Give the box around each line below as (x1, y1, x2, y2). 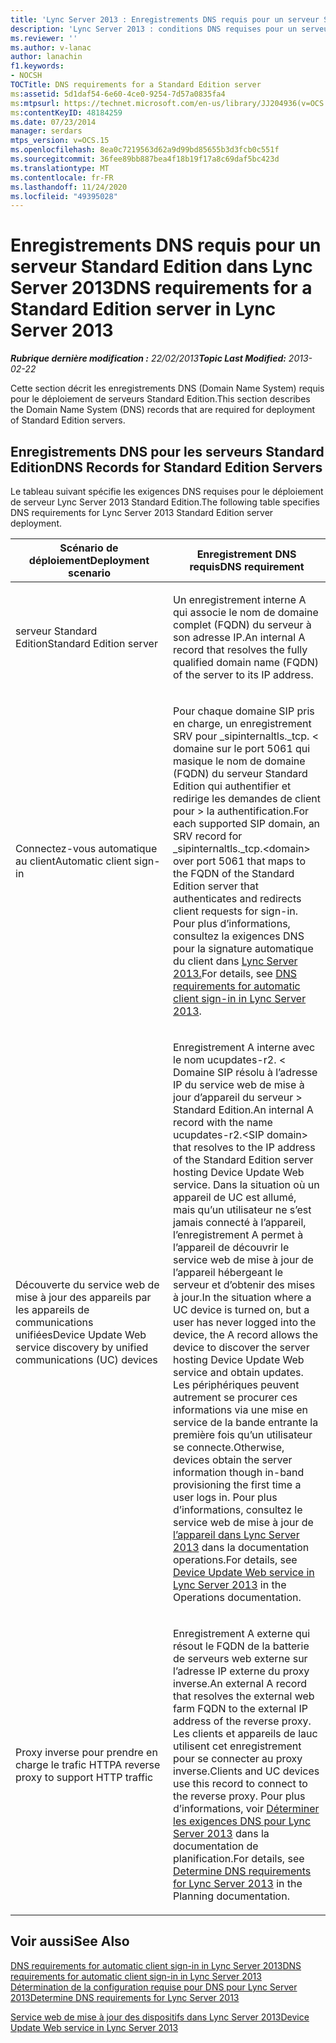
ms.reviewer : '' (10, 33, 78, 43)
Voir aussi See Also (10, 1933, 130, 1950)
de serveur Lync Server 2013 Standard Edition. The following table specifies (10, 496, 320, 508)
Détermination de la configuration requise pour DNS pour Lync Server (10, 1981, 298, 1993)
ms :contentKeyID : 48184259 (10, 107, 123, 118)
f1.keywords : (10, 61, 65, 71)
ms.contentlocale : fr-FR (10, 172, 114, 183)
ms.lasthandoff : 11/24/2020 (10, 182, 128, 192)
